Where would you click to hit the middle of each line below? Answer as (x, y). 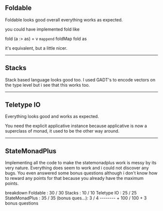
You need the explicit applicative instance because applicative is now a (76, 126)
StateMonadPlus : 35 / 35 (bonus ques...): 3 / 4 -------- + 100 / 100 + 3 (76, 198)
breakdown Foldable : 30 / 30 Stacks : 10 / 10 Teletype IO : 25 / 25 (71, 193)
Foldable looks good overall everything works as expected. (64, 19)
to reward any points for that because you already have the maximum (74, 178)
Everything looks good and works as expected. (52, 116)
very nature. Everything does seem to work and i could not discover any (77, 168)
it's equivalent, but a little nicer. (36, 48)
